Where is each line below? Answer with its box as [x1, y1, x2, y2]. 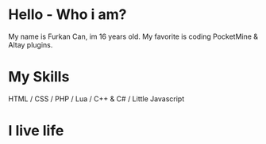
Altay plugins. [8, 40, 53, 49]
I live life [8, 122, 64, 140]
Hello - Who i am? [8, 6, 127, 24]
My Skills [8, 68, 70, 86]
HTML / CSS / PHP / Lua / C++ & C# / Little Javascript [8, 93, 185, 104]
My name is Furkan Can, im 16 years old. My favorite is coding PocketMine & [8, 32, 259, 41]
